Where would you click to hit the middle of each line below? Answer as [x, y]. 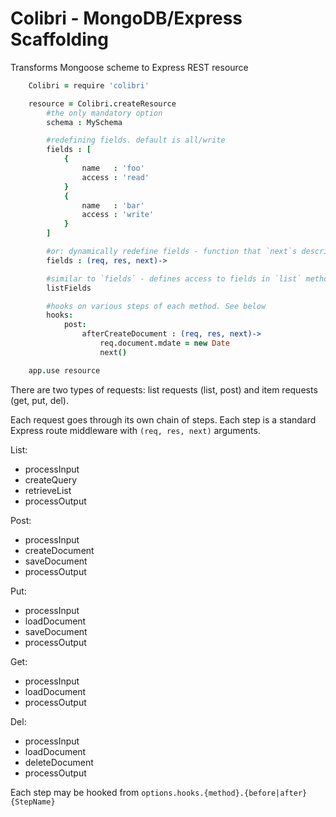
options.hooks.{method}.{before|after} [224, 793]
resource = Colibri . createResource [102, 103]
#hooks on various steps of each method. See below [156, 306]
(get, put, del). [39, 400]
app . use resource [64, 370]
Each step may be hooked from [75, 792]
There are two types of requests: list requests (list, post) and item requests [164, 389]
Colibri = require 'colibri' [89, 85]
